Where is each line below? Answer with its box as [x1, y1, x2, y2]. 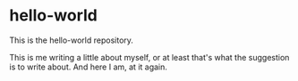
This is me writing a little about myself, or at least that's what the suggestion [9, 52, 290, 62]
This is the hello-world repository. [9, 35, 134, 45]
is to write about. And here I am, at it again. [9, 61, 168, 72]
